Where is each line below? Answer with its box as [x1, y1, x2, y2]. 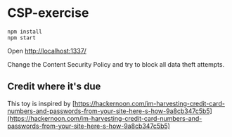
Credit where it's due [7, 81, 101, 93]
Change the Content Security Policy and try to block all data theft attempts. [7, 60, 225, 68]
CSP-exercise [7, 5, 89, 21]
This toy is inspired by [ [7, 99, 75, 107]
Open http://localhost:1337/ [7, 46, 86, 55]
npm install [7, 28, 42, 35]
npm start [7, 34, 37, 41]
